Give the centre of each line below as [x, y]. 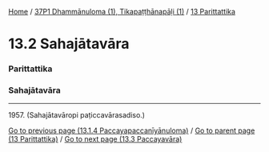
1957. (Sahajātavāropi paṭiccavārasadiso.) [77, 115]
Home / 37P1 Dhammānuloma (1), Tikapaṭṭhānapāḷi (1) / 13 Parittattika [122, 12]
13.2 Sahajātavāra [69, 44]
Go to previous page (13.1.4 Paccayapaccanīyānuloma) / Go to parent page [132, 130]
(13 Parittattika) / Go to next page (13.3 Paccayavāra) [95, 139]
